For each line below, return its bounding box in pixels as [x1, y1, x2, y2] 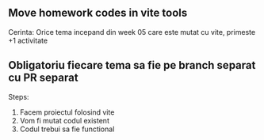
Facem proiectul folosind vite [19, 107, 115, 117]
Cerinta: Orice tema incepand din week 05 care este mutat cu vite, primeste [8, 27, 256, 36]
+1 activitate [8, 36, 48, 45]
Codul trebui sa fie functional [19, 124, 115, 134]
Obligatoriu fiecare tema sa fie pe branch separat [8, 59, 256, 72]
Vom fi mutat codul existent [19, 115, 109, 125]
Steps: [8, 92, 29, 101]
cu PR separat [8, 71, 78, 85]
